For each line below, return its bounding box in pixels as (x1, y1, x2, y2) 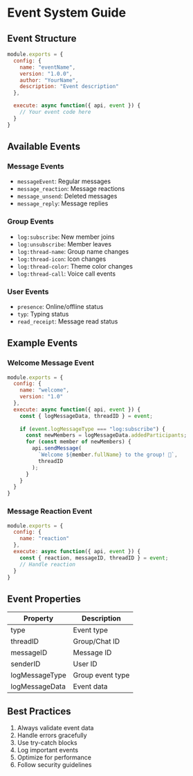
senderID (10, 659, 41, 669)
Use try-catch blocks (17, 739, 77, 747)
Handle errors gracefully (17, 731, 88, 740)
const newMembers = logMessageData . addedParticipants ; (25, 432, 187, 439)
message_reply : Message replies (17, 199, 109, 208)
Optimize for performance (17, 753, 92, 761)
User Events (7, 287, 49, 296)
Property (23, 614, 54, 623)
